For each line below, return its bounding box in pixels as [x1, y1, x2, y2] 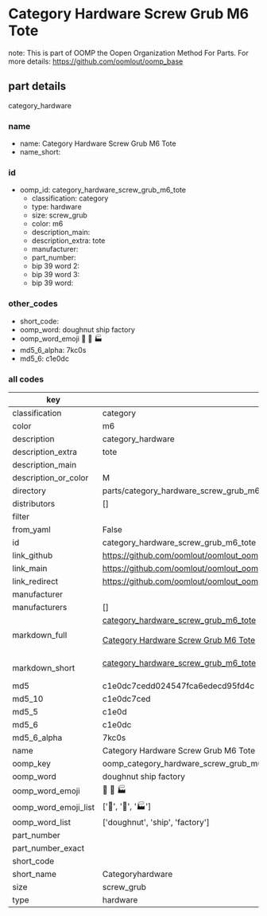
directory [12, 485, 46, 496]
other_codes [8, 298, 58, 309]
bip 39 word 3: [31, 270, 80, 280]
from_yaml [12, 523, 52, 534]
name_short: [19, 147, 61, 157]
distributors [12, 498, 56, 509]
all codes [8, 374, 44, 385]
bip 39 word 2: [31, 261, 80, 271]
